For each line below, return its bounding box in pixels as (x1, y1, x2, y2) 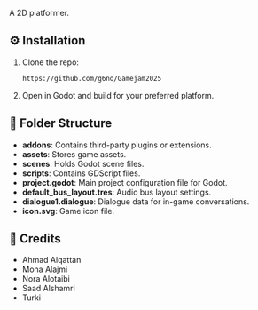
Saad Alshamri (21, 283, 75, 294)
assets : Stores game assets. (21, 148, 127, 159)
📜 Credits (9, 231, 62, 246)
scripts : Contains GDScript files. (21, 168, 141, 179)
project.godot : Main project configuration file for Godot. (21, 177, 228, 187)
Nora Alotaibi (21, 274, 71, 284)
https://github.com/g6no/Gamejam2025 (21, 74, 162, 83)
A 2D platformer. (9, 8, 69, 18)
